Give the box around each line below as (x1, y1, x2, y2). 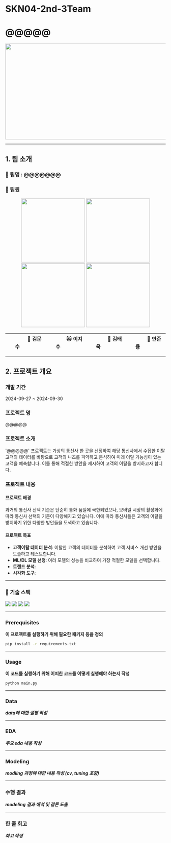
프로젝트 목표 (5, 532, 32, 538)
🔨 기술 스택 (5, 589, 31, 596)
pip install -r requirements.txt (5, 641, 76, 646)
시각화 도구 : (12, 570, 36, 576)
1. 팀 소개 (5, 154, 32, 163)
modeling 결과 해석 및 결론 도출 (5, 802, 68, 808)
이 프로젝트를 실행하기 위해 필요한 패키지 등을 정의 (5, 631, 103, 637)
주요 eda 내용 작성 (5, 740, 42, 746)
